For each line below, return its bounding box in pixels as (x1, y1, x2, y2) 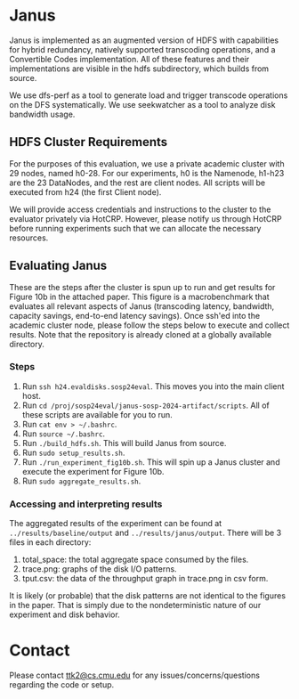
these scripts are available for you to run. (21, 409, 174, 419)
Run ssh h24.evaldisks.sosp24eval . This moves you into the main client (21, 380, 285, 392)
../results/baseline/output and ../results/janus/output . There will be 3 (9, 527, 282, 539)
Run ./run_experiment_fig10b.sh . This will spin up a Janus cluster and (21, 456, 280, 467)
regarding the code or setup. (9, 679, 115, 690)
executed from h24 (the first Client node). (9, 186, 162, 197)
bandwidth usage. (9, 109, 76, 119)
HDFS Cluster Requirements (9, 134, 168, 150)
